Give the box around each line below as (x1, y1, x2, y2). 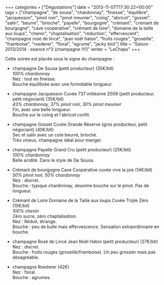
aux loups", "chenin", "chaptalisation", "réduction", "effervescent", (5, 31, 140, 36)
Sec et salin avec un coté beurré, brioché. (12, 132, 98, 138)
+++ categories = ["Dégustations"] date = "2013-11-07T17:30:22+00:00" (5, 4, 153, 10)
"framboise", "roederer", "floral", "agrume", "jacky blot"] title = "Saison (5, 41, 149, 47)
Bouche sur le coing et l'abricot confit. (12, 112, 90, 118)
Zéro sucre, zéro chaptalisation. (12, 213, 77, 219)
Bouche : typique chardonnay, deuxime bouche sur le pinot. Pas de (12, 183, 149, 189)
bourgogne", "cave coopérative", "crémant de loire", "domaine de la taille (5, 25, 154, 31)
